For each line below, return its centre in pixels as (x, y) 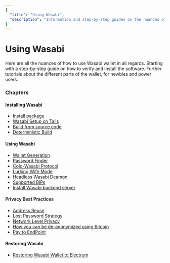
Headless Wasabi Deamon (40, 177)
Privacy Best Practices (30, 199)
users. (12, 80)
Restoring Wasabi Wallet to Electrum (50, 255)
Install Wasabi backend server (44, 187)
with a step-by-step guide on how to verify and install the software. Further (83, 69)
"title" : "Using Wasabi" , (37, 15)
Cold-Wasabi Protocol (35, 166)
